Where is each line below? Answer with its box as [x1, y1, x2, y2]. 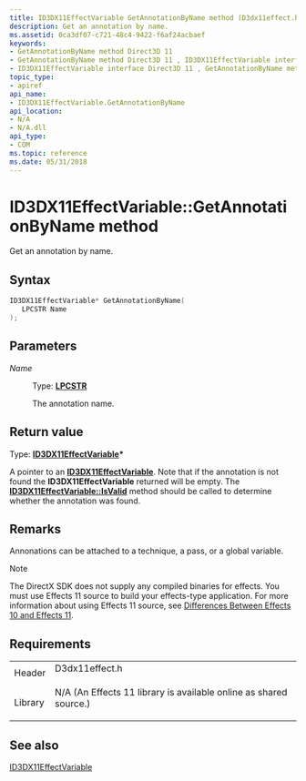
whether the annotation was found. [9, 495, 141, 506]
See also [9, 737, 59, 753]
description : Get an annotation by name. [9, 22, 169, 31]
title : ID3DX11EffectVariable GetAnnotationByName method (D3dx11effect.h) [9, 13, 303, 23]
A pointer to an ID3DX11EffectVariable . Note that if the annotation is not [9, 466, 280, 477]
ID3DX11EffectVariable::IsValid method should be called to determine [9, 485, 272, 496]
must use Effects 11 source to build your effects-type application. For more [9, 591, 289, 602]
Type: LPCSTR [32, 380, 87, 391]
